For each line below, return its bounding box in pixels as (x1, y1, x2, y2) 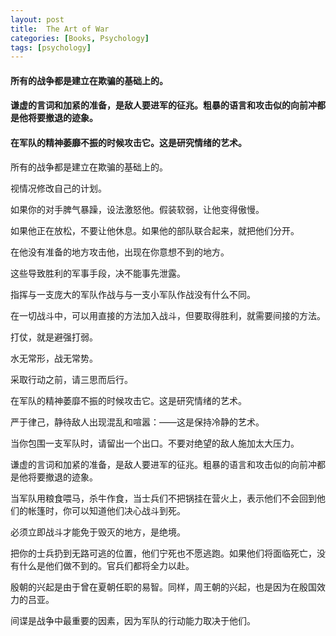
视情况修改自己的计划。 (10, 182, 107, 194)
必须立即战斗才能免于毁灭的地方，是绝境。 (10, 526, 186, 538)
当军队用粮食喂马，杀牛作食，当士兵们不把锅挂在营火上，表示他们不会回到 (10, 492, 317, 504)
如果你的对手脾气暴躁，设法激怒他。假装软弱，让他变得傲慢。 (10, 203, 265, 215)
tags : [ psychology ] (10, 42, 92, 53)
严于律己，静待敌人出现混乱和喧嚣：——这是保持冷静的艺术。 (10, 416, 265, 428)
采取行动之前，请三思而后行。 (10, 373, 133, 385)
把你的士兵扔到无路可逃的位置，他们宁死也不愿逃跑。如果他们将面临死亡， (10, 547, 317, 559)
